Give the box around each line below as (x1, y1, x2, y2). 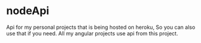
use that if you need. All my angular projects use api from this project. (6, 29, 178, 37)
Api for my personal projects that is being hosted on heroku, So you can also (6, 24, 196, 31)
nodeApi (6, 4, 50, 18)
